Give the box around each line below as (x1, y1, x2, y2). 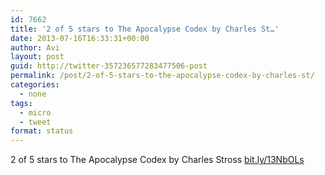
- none (19, 89, 47, 99)
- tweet (19, 117, 52, 127)
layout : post (10, 52, 65, 62)
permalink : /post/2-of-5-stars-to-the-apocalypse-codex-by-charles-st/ (10, 71, 315, 81)
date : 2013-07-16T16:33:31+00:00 (10, 33, 150, 43)
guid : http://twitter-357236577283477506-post (10, 61, 208, 71)
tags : (10, 98, 33, 108)
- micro (19, 107, 52, 118)
